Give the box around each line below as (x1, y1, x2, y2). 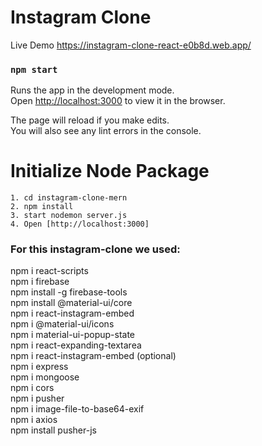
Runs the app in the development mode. (10, 84, 175, 96)
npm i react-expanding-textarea (10, 339, 142, 351)
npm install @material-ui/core (10, 297, 133, 309)
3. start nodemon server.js (10, 211, 128, 221)
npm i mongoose (10, 371, 80, 383)
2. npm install (10, 202, 74, 212)
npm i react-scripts (10, 265, 89, 277)
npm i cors (10, 382, 55, 394)
